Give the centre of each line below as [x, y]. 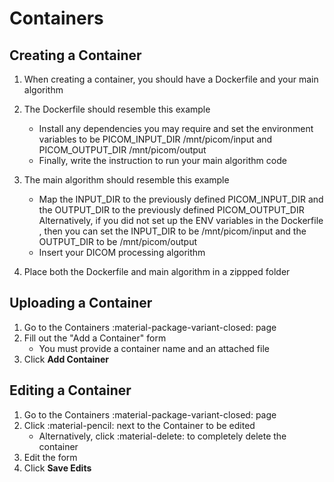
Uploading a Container [81, 303]
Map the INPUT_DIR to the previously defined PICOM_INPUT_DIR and [181, 199]
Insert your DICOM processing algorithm [122, 252]
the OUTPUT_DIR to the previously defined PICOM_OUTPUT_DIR [171, 210]
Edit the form [50, 457]
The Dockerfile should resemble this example [117, 109]
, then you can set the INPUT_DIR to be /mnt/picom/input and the [172, 231]
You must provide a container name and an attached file [154, 348]
